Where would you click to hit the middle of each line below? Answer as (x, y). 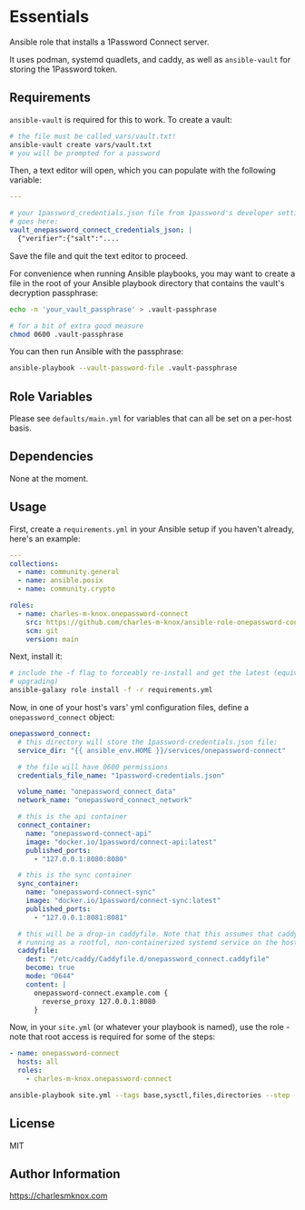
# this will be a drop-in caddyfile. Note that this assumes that (146, 934)
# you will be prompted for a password (85, 153)
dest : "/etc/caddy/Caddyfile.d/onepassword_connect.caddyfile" (148, 959)
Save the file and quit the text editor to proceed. (99, 255)
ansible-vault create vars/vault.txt (81, 144)
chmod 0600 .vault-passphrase (67, 334)
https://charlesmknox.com (59, 1195)
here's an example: (45, 539)
